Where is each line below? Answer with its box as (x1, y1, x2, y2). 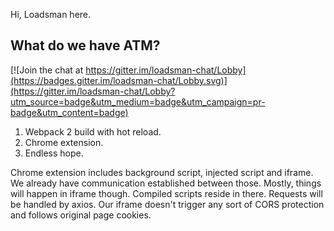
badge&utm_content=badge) (10, 106, 129, 118)
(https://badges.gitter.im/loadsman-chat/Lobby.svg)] (10, 74, 228, 86)
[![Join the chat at (10, 64, 84, 76)
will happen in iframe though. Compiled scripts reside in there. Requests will (10, 187, 323, 199)
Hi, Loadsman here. (10, 9, 92, 20)
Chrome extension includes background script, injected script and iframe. (10, 166, 314, 178)
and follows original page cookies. (10, 209, 152, 221)
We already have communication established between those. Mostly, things (10, 177, 322, 189)
